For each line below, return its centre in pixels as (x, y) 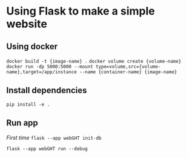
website (27, 24)
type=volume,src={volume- (129, 67)
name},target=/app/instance (42, 72)
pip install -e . (28, 104)
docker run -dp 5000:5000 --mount (50, 67)
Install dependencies (47, 91)
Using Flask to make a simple (81, 11)
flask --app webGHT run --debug (47, 149)
